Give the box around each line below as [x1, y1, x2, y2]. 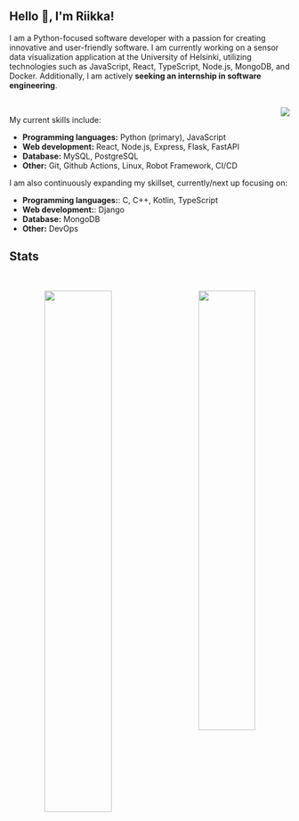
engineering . [9, 79, 58, 90]
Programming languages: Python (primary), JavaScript [21, 131, 227, 143]
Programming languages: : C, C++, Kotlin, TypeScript [21, 194, 218, 205]
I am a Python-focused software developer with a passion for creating [9, 32, 266, 43]
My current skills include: [9, 114, 101, 125]
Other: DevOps [21, 223, 78, 234]
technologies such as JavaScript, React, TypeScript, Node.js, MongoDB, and [9, 61, 290, 71]
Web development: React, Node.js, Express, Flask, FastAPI [21, 141, 240, 152]
